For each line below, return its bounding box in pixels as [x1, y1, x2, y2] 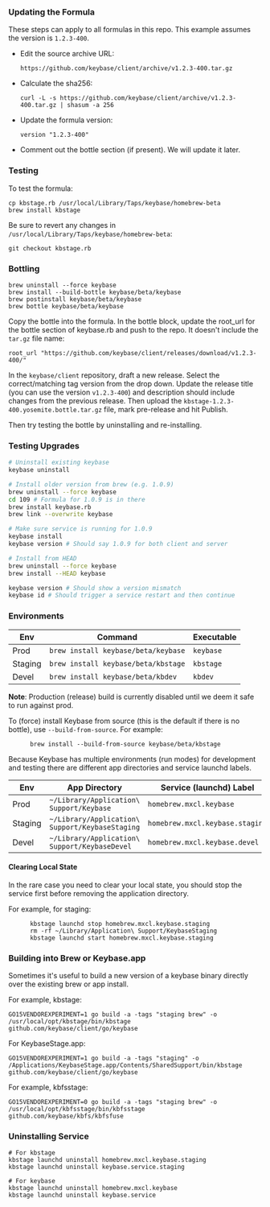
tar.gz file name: [8, 333, 65, 343]
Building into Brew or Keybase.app [8, 953, 146, 964]
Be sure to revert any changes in [8, 220, 117, 229]
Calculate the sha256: [19, 79, 93, 89]
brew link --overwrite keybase [8, 510, 113, 519]
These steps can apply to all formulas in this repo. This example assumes [8, 25, 252, 35]
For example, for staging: [8, 904, 92, 914]
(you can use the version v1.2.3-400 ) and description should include [8, 387, 235, 397]
